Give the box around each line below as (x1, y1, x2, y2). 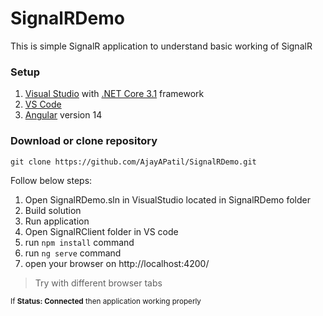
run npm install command (24, 236, 135, 248)
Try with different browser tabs (34, 277, 163, 289)
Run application (24, 215, 90, 227)
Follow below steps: (10, 174, 93, 186)
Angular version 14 (24, 109, 103, 121)
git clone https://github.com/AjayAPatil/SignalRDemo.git (10, 157, 257, 167)
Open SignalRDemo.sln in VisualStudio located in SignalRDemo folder (24, 193, 311, 206)
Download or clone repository (10, 134, 158, 148)
